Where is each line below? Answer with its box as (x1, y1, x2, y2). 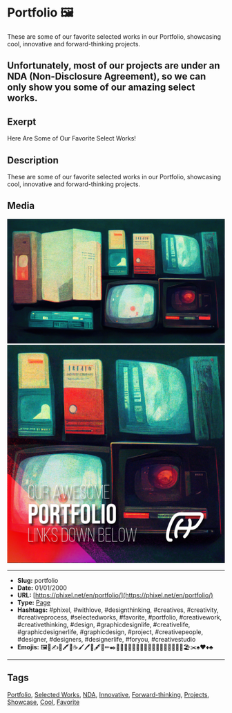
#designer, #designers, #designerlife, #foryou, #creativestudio (17, 635, 196, 643)
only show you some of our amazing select (7, 82, 195, 93)
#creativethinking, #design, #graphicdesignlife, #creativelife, (17, 620, 191, 629)
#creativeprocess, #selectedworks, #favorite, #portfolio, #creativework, (17, 613, 222, 621)
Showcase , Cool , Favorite (7, 698, 80, 706)
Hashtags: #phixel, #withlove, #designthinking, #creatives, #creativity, (17, 606, 219, 614)
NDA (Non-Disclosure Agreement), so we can (7, 71, 206, 82)
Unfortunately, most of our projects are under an (7, 60, 220, 72)
